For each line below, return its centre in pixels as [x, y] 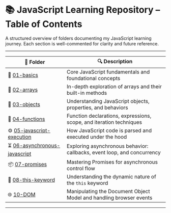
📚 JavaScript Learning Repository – [83, 10]
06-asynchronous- [36, 145]
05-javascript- [32, 130]
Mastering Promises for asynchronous [112, 162]
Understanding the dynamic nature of [111, 176]
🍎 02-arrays [23, 90]
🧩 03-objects [24, 104]
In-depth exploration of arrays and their [114, 86]
